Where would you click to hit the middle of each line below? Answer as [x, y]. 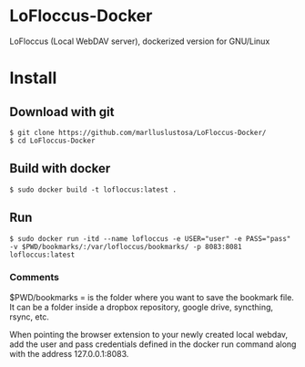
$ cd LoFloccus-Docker [52, 141]
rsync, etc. [30, 317]
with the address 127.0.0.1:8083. [69, 353]
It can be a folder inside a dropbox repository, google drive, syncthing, [142, 307]
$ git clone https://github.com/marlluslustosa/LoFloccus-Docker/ [138, 132]
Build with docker [60, 168]
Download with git [62, 112]
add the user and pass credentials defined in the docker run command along [153, 344]
